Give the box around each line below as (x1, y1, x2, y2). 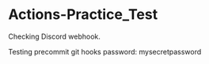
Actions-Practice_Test (8, 6, 158, 24)
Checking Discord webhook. (8, 32, 101, 41)
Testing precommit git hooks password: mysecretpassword (8, 47, 202, 56)
